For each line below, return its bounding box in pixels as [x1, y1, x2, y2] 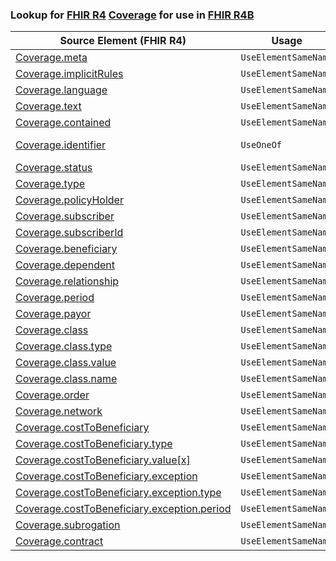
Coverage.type [15, 177, 86, 191]
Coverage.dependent [15, 258, 115, 272]
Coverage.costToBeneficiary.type [15, 437, 173, 451]
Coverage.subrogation [15, 518, 121, 532]
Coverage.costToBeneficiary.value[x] [15, 453, 191, 467]
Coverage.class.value [15, 356, 117, 370]
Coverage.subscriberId [15, 226, 124, 240]
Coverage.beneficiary [15, 242, 118, 256]
